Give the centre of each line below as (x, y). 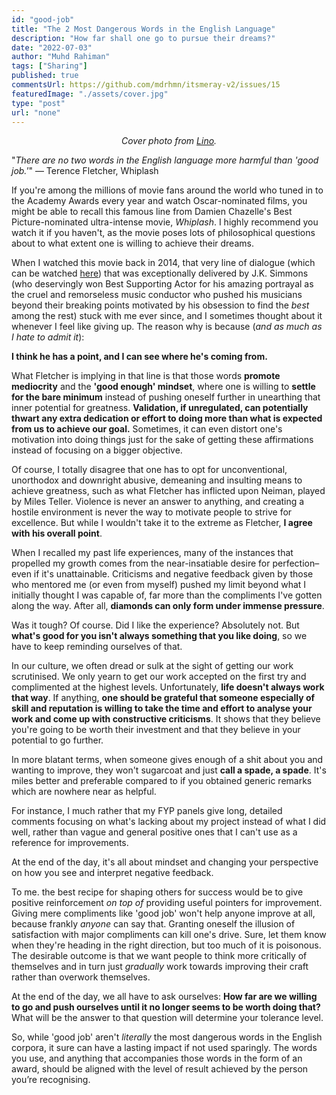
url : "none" (36, 112)
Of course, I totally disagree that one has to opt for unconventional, (149, 470)
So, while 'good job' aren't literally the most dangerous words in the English (167, 1037)
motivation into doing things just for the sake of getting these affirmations (162, 440)
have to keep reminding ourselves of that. (97, 647)
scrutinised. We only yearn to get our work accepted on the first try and (159, 677)
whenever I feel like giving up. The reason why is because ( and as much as (167, 327)
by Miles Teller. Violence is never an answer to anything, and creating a (158, 502)
